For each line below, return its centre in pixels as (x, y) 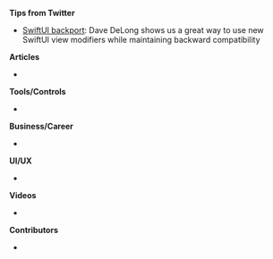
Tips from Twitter (42, 13)
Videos (23, 195)
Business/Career (42, 126)
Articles (25, 57)
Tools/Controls (38, 92)
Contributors (34, 230)
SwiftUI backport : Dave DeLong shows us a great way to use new (143, 30)
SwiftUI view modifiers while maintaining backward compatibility (141, 40)
